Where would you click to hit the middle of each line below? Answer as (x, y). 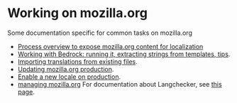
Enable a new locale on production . (69, 77)
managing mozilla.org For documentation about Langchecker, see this (120, 84)
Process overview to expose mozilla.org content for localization (110, 46)
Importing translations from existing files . (78, 61)
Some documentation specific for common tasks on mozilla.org (100, 33)
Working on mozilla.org (77, 13)
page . (26, 92)
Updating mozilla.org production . (66, 69)
